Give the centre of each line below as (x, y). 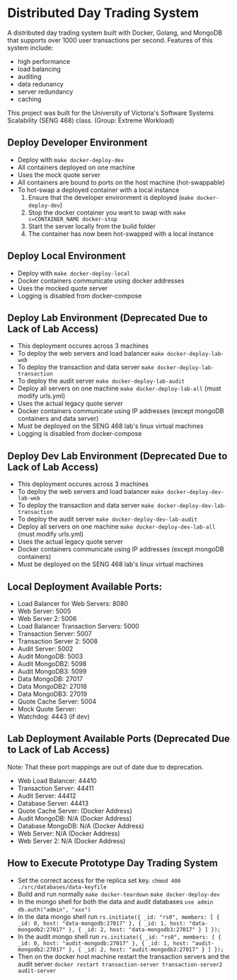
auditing (29, 77)
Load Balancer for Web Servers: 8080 (73, 603)
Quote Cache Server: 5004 (57, 702)
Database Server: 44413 (53, 803)
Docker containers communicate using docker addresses (101, 281)
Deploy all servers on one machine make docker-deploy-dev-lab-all (116, 526)
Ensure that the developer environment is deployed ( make (111, 197)
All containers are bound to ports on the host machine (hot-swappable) (121, 182)
